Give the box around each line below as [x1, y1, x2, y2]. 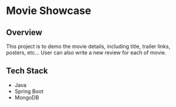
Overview [6, 27, 43, 37]
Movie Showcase [6, 4, 92, 18]
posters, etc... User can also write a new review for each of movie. [6, 49, 167, 56]
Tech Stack [6, 66, 48, 76]
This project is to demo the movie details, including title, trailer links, [6, 43, 171, 50]
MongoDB [14, 94, 39, 101]
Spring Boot [14, 88, 44, 95]
